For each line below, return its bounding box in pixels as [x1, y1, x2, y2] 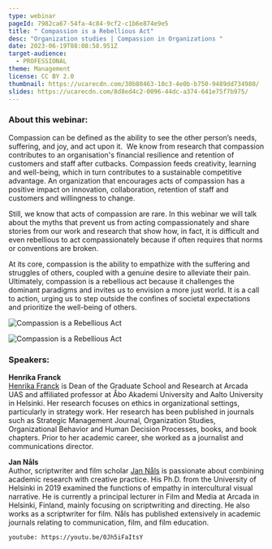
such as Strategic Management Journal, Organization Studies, [8, 415, 216, 425]
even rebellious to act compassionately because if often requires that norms [8, 235, 263, 244]
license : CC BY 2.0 [8, 72, 75, 80]
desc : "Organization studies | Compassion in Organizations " [8, 34, 223, 43]
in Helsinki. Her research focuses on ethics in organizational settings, [8, 398, 240, 408]
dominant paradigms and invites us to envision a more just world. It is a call [8, 285, 260, 295]
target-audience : [8, 50, 67, 58]
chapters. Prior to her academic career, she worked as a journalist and [8, 432, 244, 443]
